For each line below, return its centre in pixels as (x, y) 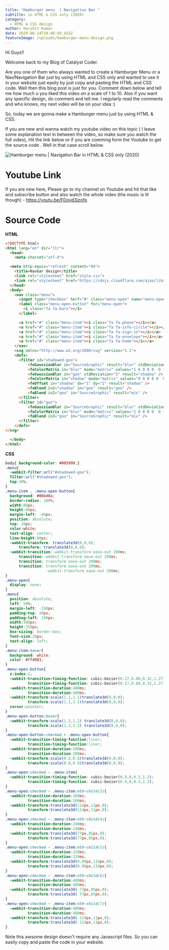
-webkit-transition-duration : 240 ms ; (48, 824)
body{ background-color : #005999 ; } (43, 463)
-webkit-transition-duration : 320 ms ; (48, 852)
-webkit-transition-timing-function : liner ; (56, 740)
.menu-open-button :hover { (32, 716)
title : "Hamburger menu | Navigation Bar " (53, 10)
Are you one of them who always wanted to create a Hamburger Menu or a (83, 72)
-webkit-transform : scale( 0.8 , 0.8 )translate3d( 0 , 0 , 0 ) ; (67, 758)
